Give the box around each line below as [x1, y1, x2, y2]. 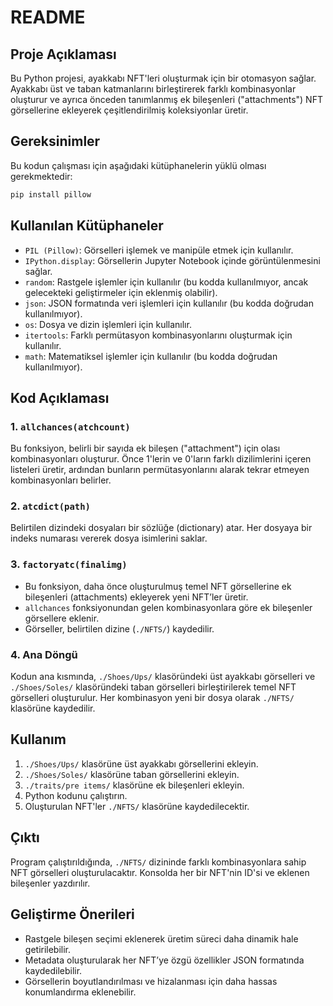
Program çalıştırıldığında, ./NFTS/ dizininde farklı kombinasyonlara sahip [10, 856, 307, 868]
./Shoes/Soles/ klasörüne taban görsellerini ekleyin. [24, 768, 240, 780]
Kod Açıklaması [10, 389, 110, 406]
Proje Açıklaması [10, 46, 117, 63]
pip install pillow [10, 189, 92, 200]
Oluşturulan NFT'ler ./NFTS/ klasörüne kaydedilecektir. [24, 800, 250, 812]
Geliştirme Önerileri [10, 906, 135, 923]
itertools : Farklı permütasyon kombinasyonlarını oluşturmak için [24, 329, 293, 341]
